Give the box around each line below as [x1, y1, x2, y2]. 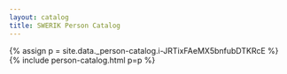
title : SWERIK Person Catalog [9, 21, 121, 30]
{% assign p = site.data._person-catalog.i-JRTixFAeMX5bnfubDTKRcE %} [9, 45, 279, 55]
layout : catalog [9, 12, 69, 22]
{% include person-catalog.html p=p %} [9, 55, 156, 65]
